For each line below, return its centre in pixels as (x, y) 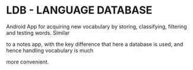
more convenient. (28, 62)
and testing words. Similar (38, 32)
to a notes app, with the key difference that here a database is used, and (95, 44)
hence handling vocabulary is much (50, 50)
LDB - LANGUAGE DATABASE (79, 10)
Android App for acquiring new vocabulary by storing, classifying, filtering (96, 26)
